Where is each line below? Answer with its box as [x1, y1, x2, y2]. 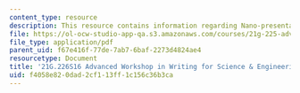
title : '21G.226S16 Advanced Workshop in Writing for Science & [9, 63, 254, 72]
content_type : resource [9, 12, 98, 22]
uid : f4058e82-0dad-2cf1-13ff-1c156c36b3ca [9, 71, 174, 80]
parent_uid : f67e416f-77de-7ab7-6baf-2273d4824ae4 [9, 46, 202, 55]
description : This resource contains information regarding [9, 21, 238, 30]
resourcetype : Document [9, 54, 98, 63]
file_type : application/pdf [9, 37, 114, 47]
